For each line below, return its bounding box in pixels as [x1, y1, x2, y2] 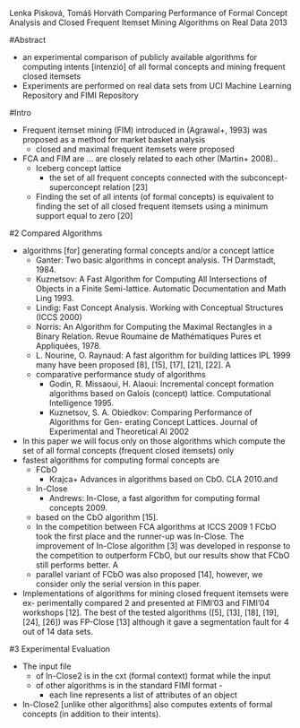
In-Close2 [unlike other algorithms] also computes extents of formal [21, 699, 273, 709]
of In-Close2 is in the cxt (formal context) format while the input [35, 671, 271, 680]
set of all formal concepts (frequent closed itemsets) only [21, 446, 235, 455]
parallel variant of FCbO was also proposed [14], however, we [35, 569, 263, 579]
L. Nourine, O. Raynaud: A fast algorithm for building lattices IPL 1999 [35, 350, 291, 360]
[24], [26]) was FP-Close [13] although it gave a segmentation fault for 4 [21, 617, 289, 627]
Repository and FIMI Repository [21, 90, 139, 100]
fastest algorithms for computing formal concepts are [21, 455, 219, 465]
